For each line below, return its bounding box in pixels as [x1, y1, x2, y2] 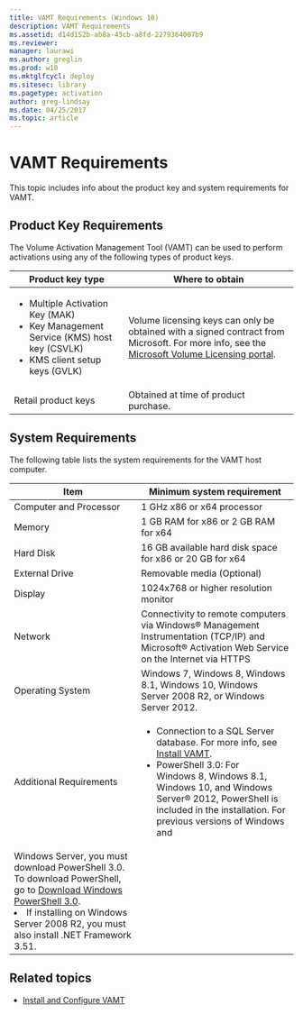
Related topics [9, 971, 92, 986]
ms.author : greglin [9, 55, 83, 64]
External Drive [14, 567, 74, 580]
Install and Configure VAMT [22, 994, 125, 1005]
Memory [14, 520, 50, 533]
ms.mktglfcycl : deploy [9, 72, 95, 81]
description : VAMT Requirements [9, 22, 131, 31]
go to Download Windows [14, 883, 124, 896]
